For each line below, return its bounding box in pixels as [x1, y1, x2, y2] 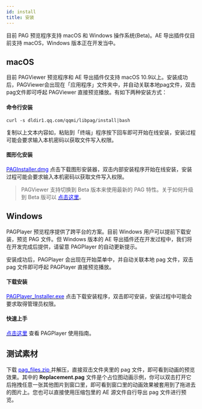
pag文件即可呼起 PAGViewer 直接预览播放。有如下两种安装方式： [6, 88, 167, 96]
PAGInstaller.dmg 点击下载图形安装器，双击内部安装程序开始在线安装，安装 [6, 165, 192, 173]
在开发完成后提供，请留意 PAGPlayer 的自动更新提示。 [6, 243, 141, 250]
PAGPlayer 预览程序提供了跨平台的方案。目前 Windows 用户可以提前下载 [6, 228, 186, 235]
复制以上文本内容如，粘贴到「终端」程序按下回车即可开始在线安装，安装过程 [6, 129, 196, 136]
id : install [6, 8, 36, 15]
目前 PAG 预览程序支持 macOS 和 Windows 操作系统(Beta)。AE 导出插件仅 [6, 31, 191, 39]
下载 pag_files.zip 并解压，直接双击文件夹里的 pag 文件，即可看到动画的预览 [6, 366, 195, 373]
